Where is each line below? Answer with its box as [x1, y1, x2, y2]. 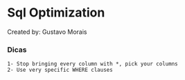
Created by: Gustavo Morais [7, 28, 87, 36]
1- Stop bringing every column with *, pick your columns [7, 61, 178, 68]
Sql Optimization [7, 5, 105, 21]
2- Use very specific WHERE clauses [7, 67, 113, 74]
